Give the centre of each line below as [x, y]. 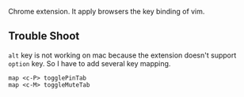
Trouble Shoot [44, 36]
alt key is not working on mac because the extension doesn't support [122, 55]
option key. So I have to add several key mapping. [90, 63]
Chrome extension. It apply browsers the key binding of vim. [107, 11]
